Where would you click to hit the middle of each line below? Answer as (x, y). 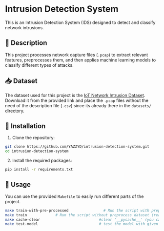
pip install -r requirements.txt (39, 170)
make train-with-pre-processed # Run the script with (77, 211)
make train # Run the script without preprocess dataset (77, 215)
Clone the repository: (33, 138)
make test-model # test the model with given (82, 224)
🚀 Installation (25, 126)
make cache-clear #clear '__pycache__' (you (79, 220)
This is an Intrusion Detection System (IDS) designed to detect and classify (80, 22)
